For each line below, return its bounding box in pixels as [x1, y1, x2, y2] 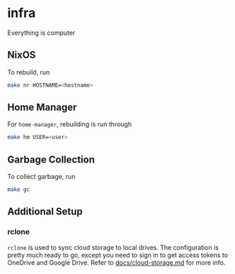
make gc [7, 186, 30, 193]
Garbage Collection [7, 153, 96, 165]
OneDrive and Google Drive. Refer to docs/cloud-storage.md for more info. [7, 258, 226, 267]
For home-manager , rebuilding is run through [7, 120, 132, 128]
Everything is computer [7, 28, 76, 37]
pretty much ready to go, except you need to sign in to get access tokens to [7, 251, 229, 259]
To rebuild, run [7, 67, 50, 76]
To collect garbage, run [7, 172, 76, 181]
